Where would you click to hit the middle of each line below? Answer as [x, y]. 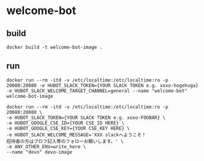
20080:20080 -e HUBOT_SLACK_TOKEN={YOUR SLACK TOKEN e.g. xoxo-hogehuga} [103, 85]
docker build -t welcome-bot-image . [55, 47]
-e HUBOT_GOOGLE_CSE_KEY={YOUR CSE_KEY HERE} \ [68, 128]
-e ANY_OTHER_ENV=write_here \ [46, 147]
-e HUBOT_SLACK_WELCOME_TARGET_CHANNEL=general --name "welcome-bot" [97, 91]
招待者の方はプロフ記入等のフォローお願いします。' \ [65, 141]
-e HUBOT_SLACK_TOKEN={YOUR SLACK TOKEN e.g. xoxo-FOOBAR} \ [86, 118]
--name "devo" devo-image [39, 152]
